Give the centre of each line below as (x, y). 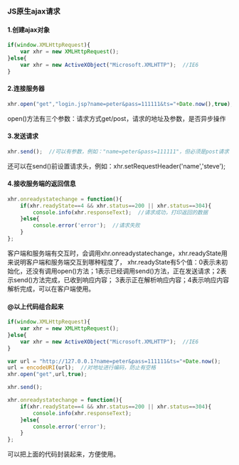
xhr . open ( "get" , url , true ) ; (47, 375)
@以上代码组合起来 (36, 306)
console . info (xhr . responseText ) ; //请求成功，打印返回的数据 (121, 212)
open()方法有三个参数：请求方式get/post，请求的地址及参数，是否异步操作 (117, 118)
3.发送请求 (23, 136)
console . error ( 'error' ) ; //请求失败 (87, 225)
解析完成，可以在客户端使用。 (51, 289)
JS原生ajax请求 (34, 11)
